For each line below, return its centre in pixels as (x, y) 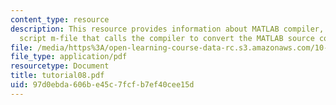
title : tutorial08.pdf (57, 76)
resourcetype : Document (60, 66)
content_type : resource (60, 19)
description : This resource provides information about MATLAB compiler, (167, 29)
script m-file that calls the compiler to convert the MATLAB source (167, 38)
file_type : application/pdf (69, 57)
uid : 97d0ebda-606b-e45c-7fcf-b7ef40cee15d (102, 85)
